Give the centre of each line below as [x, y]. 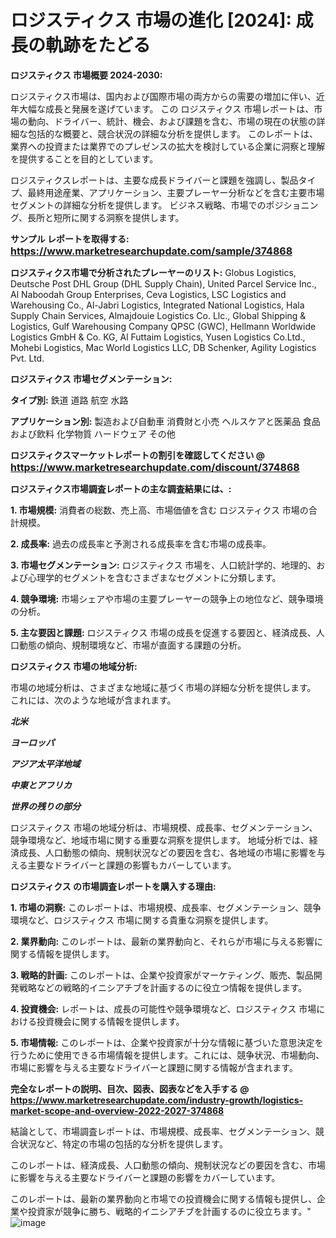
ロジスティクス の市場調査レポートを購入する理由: [113, 886]
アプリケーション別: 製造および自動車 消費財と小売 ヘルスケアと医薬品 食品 [165, 421]
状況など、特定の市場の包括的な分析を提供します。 [123, 1143]
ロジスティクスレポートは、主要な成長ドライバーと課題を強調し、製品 [154, 180]
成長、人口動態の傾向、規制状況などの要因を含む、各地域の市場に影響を [167, 852]
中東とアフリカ [41, 785]
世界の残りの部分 [45, 806]
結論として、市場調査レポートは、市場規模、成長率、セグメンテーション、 [163, 1131]
